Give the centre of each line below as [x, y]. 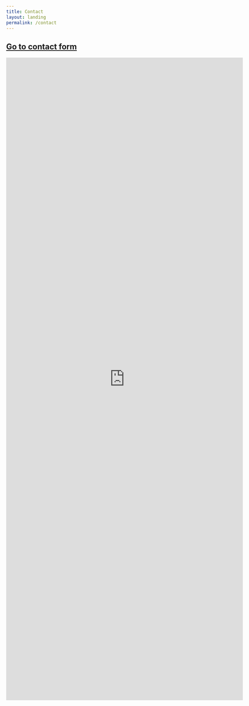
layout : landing [26, 17]
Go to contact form [41, 46]
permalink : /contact [32, 23]
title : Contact [25, 12]
